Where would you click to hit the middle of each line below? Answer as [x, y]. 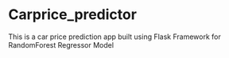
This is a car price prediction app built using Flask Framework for [114, 37]
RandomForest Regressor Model [61, 44]
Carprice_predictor [73, 15]
